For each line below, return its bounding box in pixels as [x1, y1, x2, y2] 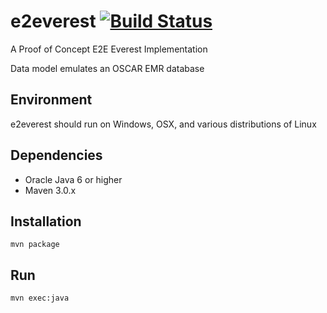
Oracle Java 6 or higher [24, 173, 123, 185]
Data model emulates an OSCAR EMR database [10, 62, 205, 74]
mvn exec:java [10, 293, 70, 304]
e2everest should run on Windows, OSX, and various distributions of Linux [10, 118, 317, 130]
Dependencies [10, 147, 103, 164]
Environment [10, 91, 93, 109]
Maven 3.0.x [24, 184, 77, 196]
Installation [10, 213, 82, 230]
